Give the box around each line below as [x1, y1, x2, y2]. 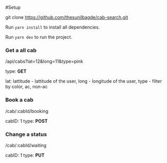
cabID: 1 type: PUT [5, 152, 45, 158]
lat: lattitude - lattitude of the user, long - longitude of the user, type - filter [5, 78, 162, 84]
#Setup [5, 5, 21, 10]
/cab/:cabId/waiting [5, 142, 47, 148]
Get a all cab [5, 46, 37, 54]
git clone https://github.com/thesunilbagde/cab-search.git [5, 14, 128, 20]
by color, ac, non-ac [5, 84, 48, 90]
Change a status [5, 130, 47, 137]
